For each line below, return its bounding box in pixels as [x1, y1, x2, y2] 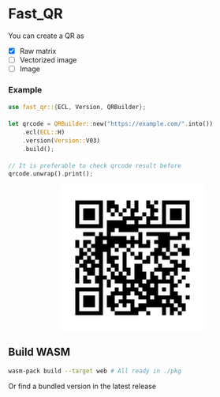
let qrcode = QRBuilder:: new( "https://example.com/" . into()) [8, 120, 214, 128]
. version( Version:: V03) [22, 136, 101, 145]
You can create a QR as [8, 31, 84, 40]
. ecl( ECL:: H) [22, 128, 65, 137]
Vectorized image [19, 55, 77, 64]
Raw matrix [19, 46, 57, 55]
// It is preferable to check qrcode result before [8, 161, 181, 170]
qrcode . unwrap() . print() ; [8, 170, 93, 178]
